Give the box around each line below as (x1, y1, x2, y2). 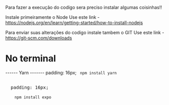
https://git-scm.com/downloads (5, 35, 72, 41)
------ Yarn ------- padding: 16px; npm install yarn (5, 69, 117, 75)
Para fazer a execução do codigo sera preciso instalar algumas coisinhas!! (5, 5, 162, 10)
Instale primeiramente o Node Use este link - (5, 14, 100, 20)
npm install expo (14, 94, 52, 100)
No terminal (5, 53, 56, 64)
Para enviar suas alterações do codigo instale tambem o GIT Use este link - (5, 30, 164, 35)
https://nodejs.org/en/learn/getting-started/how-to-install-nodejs (5, 20, 143, 25)
